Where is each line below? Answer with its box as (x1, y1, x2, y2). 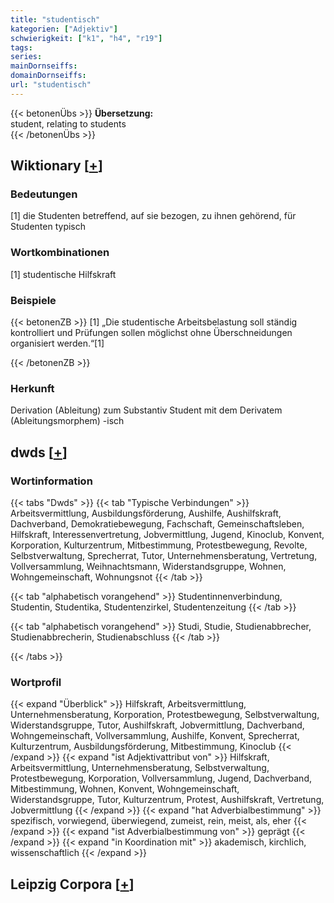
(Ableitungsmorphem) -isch (10, 415, 125, 427)
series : (10, 52, 43, 62)
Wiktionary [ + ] (10, 157, 103, 175)
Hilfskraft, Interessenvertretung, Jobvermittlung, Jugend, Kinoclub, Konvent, (10, 529, 325, 541)
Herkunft (10, 381, 55, 395)
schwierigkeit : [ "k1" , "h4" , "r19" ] (10, 33, 163, 43)
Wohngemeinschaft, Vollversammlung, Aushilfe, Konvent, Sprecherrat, (10, 730, 300, 742)
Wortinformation (10, 474, 93, 488)
